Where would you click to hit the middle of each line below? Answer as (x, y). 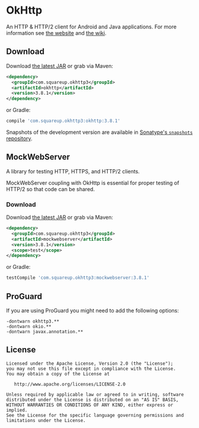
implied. (17, 410)
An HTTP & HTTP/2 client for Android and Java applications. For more (91, 27)
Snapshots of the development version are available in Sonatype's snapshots (99, 132)
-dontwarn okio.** (29, 327)
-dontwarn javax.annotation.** (45, 332)
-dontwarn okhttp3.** (33, 321)
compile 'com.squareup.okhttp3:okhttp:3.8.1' (63, 121)
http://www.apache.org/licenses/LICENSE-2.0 (70, 384)
